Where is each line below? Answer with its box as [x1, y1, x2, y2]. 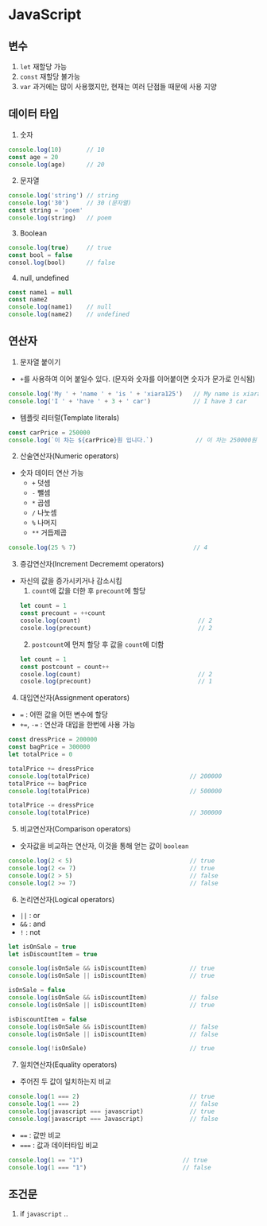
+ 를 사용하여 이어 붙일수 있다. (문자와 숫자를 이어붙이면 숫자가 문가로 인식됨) [19, 374, 256, 383]
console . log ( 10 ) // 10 [8, 146, 105, 154]
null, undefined [19, 273, 69, 282]
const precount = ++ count [19, 609, 106, 617]
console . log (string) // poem [8, 214, 112, 222]
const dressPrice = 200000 [8, 736, 98, 744]
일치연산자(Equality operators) [19, 1060, 118, 1069]
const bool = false [8, 251, 73, 259]
